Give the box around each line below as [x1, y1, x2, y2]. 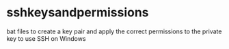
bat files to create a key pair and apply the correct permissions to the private [6, 27, 222, 35]
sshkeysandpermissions [6, 5, 149, 20]
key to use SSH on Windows [6, 34, 86, 42]
